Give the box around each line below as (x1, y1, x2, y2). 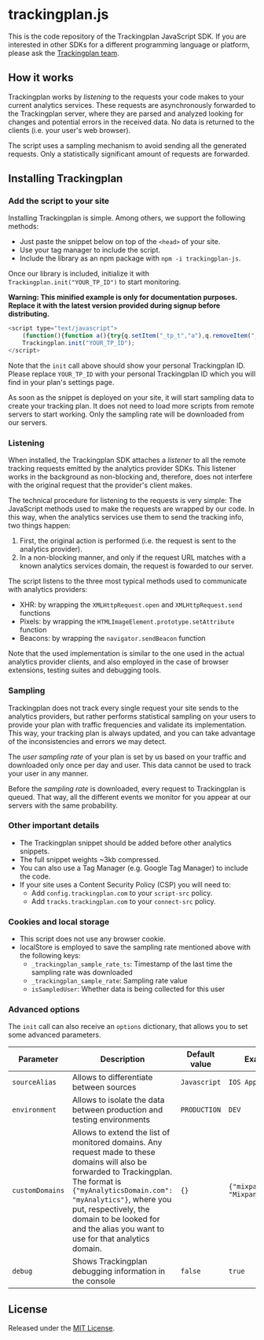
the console (71, 1275, 116, 1286)
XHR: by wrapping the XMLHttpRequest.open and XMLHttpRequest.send (19, 600, 243, 609)
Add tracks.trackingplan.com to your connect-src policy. (31, 896, 216, 906)
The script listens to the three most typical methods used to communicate (8, 576, 247, 586)
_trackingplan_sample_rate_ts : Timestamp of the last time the (31, 959, 233, 969)
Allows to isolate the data (71, 1094, 165, 1105)
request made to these (71, 1147, 156, 1158)
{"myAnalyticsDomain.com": (71, 1186, 174, 1195)
